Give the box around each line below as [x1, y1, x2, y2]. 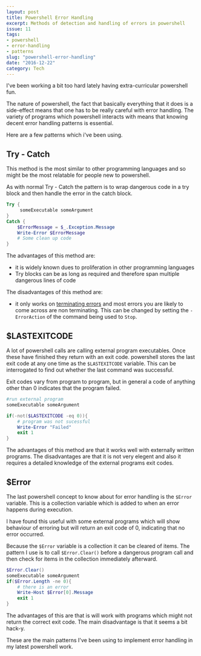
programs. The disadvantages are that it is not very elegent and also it [6, 453, 182, 460]
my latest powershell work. [6, 643, 74, 651]
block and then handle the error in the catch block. [6, 190, 133, 197]
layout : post [6, 9, 39, 15]
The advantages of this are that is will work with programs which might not [6, 612, 193, 620]
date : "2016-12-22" [6, 60, 56, 66]
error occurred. [6, 530, 45, 538]
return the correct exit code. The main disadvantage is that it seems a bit [6, 618, 188, 626]
